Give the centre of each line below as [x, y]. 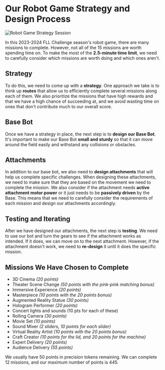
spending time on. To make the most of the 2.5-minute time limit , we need [81, 53]
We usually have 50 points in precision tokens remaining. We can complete [81, 357]
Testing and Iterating [38, 219]
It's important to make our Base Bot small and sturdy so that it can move [79, 139]
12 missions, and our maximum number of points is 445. [62, 362]
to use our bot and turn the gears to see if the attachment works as [73, 236]
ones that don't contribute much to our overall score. [59, 106]
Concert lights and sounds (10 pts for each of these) [65, 311]
